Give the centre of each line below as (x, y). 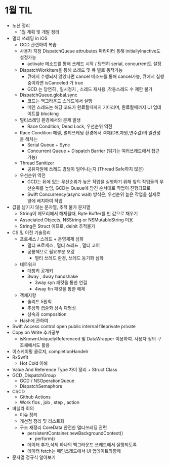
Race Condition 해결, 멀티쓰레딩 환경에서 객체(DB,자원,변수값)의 (83, 132)
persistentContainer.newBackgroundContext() (75, 433)
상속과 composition (47, 314)
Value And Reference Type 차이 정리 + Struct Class (65, 369)
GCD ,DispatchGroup (34, 375)
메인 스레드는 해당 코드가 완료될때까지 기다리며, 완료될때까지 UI (90, 107)
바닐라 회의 (23, 408)
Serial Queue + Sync (49, 144)
